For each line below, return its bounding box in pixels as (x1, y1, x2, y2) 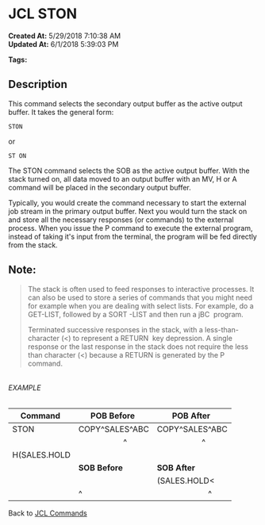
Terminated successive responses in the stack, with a (27, 324, 204, 334)
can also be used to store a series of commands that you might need (27, 293, 252, 302)
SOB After (156, 462, 196, 473)
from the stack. (8, 240, 58, 250)
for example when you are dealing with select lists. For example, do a (27, 301, 254, 310)
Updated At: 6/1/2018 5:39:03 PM (8, 39, 119, 48)
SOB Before (78, 462, 123, 473)
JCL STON (8, 5, 78, 23)
